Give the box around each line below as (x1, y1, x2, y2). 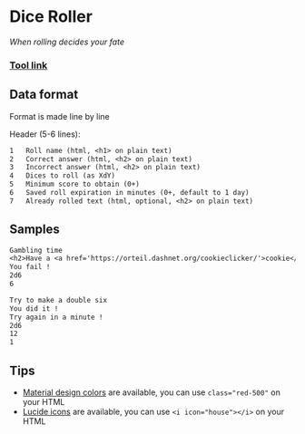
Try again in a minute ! (9, 313, 103, 322)
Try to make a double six (9, 295, 107, 304)
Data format (9, 87, 79, 102)
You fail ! (9, 263, 51, 272)
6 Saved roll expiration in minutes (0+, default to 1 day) (9, 188, 250, 198)
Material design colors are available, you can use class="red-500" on (22, 387, 281, 398)
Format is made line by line (9, 111, 111, 121)
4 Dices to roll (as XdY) (9, 171, 116, 180)
